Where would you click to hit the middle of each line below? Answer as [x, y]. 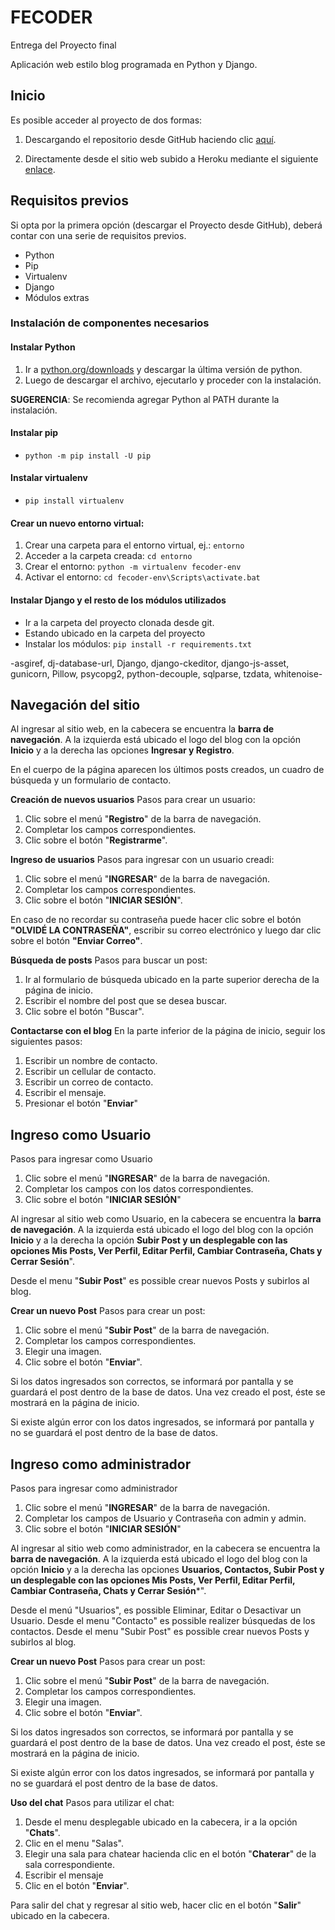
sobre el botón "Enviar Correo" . [76, 941]
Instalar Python [43, 347]
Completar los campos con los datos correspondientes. [139, 1189]
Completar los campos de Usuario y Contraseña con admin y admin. [165, 1518]
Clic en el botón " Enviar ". [77, 1885]
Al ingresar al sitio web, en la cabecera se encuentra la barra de [142, 729]
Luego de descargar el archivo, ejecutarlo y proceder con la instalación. [173, 380]
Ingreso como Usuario [81, 1134]
